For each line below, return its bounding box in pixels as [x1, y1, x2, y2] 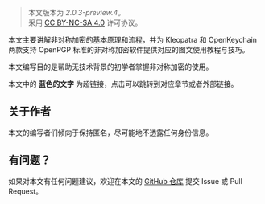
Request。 [8, 186, 43, 196]
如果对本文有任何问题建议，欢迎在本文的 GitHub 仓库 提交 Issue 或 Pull [8, 176, 243, 186]
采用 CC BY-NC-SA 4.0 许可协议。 [27, 18, 143, 27]
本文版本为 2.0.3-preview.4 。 [27, 8, 126, 17]
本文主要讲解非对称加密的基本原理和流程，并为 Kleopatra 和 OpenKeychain [8, 35, 258, 44]
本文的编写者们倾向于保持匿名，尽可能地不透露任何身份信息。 [8, 128, 213, 137]
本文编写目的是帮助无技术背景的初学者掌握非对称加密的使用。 [8, 62, 213, 71]
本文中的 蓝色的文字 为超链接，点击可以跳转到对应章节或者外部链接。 [8, 80, 238, 88]
